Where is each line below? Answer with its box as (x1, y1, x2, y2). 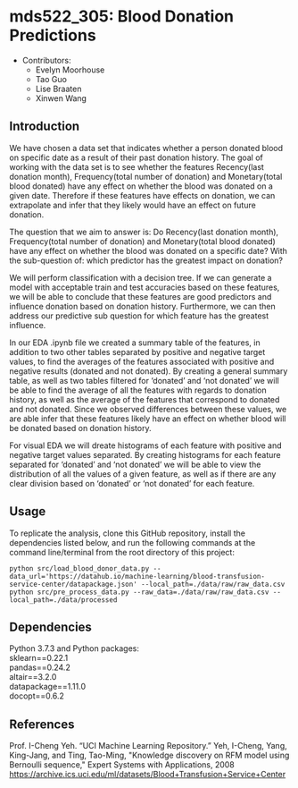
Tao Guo (35, 73, 67, 84)
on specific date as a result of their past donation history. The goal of (9, 152, 263, 163)
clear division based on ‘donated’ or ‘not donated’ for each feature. (9, 478, 255, 488)
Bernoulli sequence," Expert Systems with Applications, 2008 (9, 759, 235, 770)
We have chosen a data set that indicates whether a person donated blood (9, 142, 284, 153)
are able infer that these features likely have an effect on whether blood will (9, 413, 286, 424)
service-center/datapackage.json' (9, 580, 138, 589)
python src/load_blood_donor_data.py (9, 563, 150, 573)
